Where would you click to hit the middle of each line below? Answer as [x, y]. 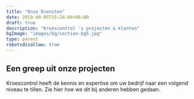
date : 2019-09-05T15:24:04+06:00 [48, 17]
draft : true [21, 23]
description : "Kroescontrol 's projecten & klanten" [73, 28]
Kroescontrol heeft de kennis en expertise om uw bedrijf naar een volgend [97, 83]
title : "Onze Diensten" [36, 12]
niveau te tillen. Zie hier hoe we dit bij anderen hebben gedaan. [83, 89]
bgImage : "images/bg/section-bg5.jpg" [54, 34]
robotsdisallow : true [33, 45]
